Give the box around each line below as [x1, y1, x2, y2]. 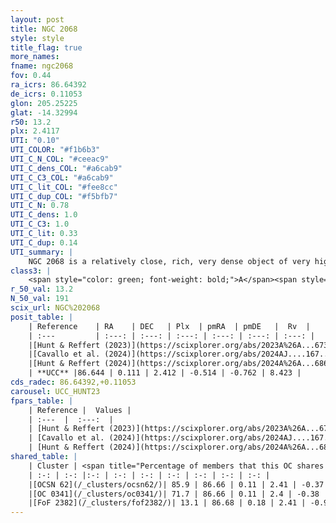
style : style [10, 33, 65, 43]
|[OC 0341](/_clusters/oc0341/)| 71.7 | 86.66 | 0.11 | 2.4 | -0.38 [28, 489, 320, 499]
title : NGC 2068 [10, 24, 78, 34]
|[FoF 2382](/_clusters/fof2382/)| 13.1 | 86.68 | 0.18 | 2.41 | [28, 498, 307, 508]
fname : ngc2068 [10, 61, 74, 71]
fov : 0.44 [10, 71, 52, 81]
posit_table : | [10, 312, 74, 322]
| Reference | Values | [28, 405, 132, 415]
